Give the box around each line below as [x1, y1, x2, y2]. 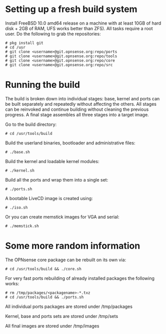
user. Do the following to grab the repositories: [5, 31, 101, 37]
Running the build [5, 79, 80, 91]
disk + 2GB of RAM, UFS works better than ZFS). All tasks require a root [5, 25, 153, 31]
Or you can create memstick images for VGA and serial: [5, 214, 119, 220]
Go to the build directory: [5, 121, 57, 127]
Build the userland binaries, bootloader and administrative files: [5, 139, 135, 146]
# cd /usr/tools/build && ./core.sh [5, 266, 81, 271]
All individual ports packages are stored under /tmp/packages [5, 303, 132, 309]
